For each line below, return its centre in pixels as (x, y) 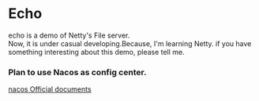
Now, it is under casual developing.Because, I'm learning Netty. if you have (130, 43)
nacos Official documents (50, 89)
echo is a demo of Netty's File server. (69, 35)
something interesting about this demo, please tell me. (96, 52)
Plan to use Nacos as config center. (77, 72)
